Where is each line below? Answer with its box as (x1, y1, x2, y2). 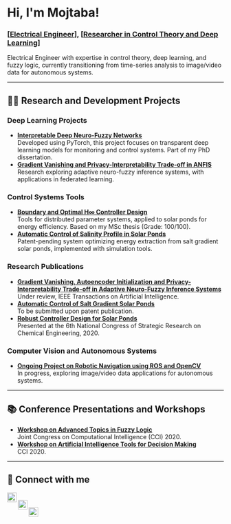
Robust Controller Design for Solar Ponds (16, 314, 137, 322)
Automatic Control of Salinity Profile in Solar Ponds (16, 230, 166, 239)
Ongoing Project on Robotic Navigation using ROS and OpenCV (16, 362, 201, 370)
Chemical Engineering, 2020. (16, 329, 100, 337)
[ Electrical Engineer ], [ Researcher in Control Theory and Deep (7, 30, 219, 39)
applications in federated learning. (16, 175, 115, 183)
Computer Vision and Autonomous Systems (7, 346, 157, 356)
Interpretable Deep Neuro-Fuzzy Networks (16, 131, 142, 139)
